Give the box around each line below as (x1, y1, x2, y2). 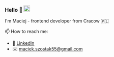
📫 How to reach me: (5, 28, 48, 35)
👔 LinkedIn (12, 40, 35, 46)
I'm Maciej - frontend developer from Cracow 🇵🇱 (5, 18, 109, 24)
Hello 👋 (5, 6, 23, 13)
